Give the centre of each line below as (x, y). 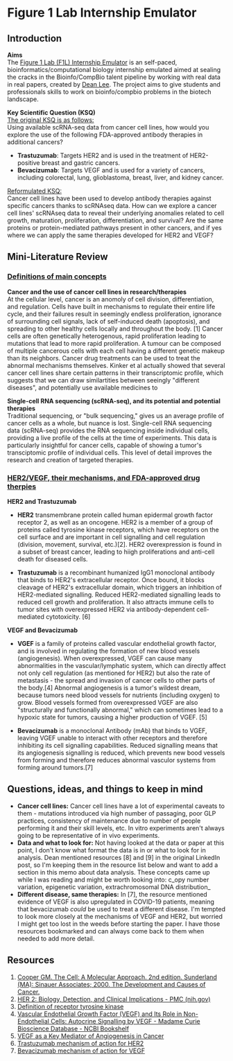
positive (28, 163)
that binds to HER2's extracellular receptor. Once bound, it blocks (111, 579)
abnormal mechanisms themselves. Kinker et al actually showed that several (116, 365)
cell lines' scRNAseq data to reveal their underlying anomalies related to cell (116, 213)
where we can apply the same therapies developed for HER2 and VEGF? (110, 235)
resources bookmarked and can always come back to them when (111, 931)
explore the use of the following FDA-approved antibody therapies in (105, 134)
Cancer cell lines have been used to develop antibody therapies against (109, 198)
